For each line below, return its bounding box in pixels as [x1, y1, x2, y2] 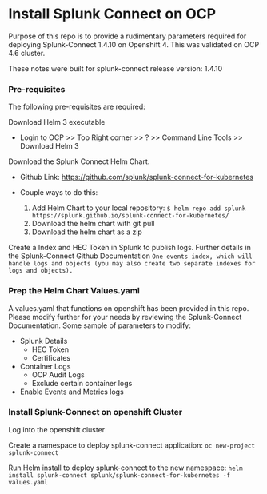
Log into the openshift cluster [8, 424, 106, 434]
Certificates [31, 353, 71, 362]
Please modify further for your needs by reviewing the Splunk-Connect [8, 312, 242, 321]
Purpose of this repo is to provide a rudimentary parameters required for [8, 31, 247, 41]
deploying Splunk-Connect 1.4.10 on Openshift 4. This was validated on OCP [8, 39, 260, 49]
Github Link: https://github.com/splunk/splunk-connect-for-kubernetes [19, 173, 254, 182]
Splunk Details [19, 336, 68, 345]
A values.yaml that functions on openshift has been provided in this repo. [8, 303, 249, 313]
